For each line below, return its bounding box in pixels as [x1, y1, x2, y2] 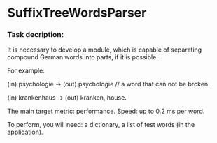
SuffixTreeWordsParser [7, 5, 147, 21]
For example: [7, 66, 45, 75]
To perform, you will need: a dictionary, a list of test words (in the [7, 121, 195, 129]
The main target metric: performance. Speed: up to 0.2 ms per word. [7, 107, 205, 116]
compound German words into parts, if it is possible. [7, 53, 159, 61]
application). [7, 128, 43, 137]
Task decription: [7, 30, 64, 40]
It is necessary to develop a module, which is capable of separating [7, 45, 202, 54]
